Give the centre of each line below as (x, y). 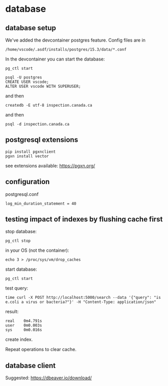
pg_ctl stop (18, 241)
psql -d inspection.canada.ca (38, 124)
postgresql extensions (42, 140)
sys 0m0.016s (24, 330)
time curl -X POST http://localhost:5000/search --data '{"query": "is (83, 298)
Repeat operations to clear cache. (41, 350)
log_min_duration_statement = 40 (41, 204)
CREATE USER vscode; (27, 82)
